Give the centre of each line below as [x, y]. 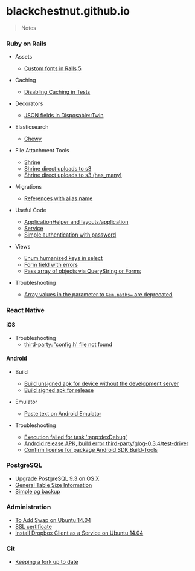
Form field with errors [51, 265]
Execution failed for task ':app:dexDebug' [75, 437]
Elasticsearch [32, 127]
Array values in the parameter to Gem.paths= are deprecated [98, 295]
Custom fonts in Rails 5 [53, 68]
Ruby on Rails [27, 44]
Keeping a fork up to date [46, 562]
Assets [24, 57]
